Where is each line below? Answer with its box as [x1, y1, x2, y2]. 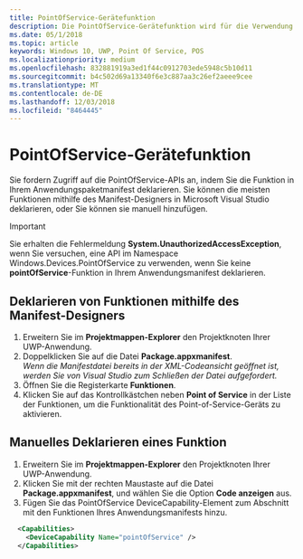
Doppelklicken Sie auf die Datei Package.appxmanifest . [22, 351, 232, 362]
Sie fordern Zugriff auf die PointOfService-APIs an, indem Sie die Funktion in [9, 175, 295, 185]
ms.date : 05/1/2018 [9, 30, 83, 39]
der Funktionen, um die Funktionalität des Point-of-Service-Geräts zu [22, 399, 281, 410]
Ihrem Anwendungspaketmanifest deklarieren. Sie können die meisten [9, 185, 270, 195]
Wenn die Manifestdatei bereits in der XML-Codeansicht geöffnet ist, [22, 361, 279, 371]
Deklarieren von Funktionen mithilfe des [9, 293, 240, 308]
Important [9, 221, 46, 232]
